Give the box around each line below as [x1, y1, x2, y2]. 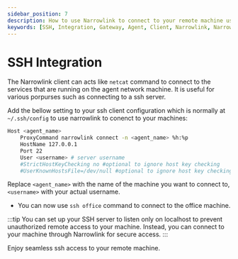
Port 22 [20, 147, 42, 155]
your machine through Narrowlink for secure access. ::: [7, 230, 169, 238]
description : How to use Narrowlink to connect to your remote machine [7, 17, 223, 24]
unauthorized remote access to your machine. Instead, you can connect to [7, 223, 225, 231]
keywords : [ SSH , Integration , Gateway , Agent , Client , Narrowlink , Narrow [7, 23, 233, 31]
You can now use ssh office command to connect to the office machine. [17, 202, 231, 210]
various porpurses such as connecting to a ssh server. [7, 93, 166, 101]
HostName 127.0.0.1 [20, 141, 78, 148]
